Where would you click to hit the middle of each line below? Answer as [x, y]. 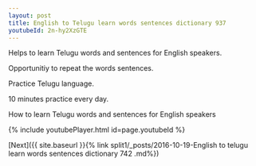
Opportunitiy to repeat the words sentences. [81, 68]
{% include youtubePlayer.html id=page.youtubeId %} [97, 130]
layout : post [30, 15]
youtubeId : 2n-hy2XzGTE [48, 30]
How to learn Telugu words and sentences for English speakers [112, 114]
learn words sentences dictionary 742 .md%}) [84, 154]
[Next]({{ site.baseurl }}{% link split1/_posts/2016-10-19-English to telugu [128, 145]
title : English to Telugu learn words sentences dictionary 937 [117, 23]
